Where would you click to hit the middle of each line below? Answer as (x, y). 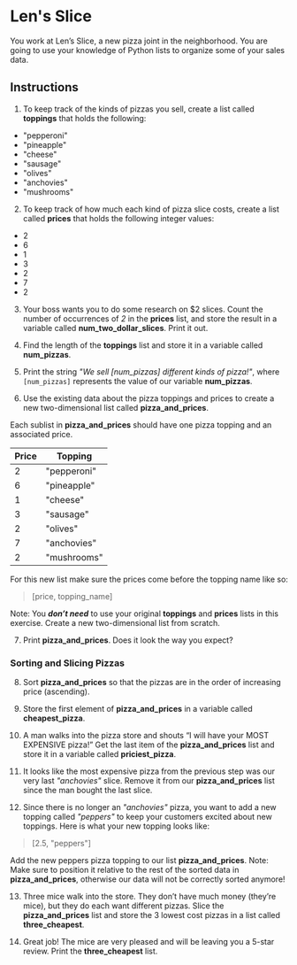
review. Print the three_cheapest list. (90, 951)
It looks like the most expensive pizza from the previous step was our (149, 771)
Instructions (44, 87)
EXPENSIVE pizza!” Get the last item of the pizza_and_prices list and (148, 745)
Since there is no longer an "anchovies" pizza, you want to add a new (149, 807)
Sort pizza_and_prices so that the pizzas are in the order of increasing (152, 683)
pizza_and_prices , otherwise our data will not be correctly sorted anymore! (148, 879)
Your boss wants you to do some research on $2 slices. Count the (143, 309)
